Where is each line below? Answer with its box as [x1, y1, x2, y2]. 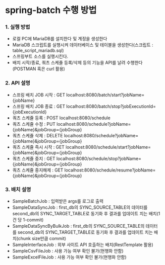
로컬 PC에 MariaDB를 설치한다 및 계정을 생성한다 [12, 36, 108, 42]
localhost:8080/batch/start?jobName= [66, 91, 145, 97]
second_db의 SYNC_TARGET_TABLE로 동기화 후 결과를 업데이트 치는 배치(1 [12, 211, 160, 217]
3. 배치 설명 [5, 186, 31, 193]
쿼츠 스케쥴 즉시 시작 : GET [12, 144, 65, 150]
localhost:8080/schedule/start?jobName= [65, 144, 151, 150]
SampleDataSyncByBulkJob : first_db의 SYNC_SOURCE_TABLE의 [12, 223, 145, 229]
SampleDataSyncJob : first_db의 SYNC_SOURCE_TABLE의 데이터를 [12, 204, 148, 210]
